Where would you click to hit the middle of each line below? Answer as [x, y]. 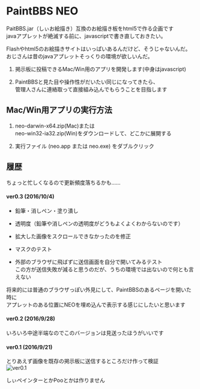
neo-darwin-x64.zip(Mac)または [55, 126]
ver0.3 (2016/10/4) [30, 197]
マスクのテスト [33, 249]
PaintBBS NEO [42, 11]
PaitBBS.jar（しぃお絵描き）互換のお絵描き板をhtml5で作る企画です [90, 28]
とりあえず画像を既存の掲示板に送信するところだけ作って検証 [83, 361]
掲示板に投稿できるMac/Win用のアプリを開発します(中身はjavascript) [100, 69]
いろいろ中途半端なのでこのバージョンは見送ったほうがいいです [85, 332]
